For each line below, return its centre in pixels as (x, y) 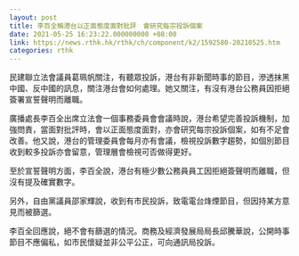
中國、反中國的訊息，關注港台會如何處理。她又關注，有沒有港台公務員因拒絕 (149, 88)
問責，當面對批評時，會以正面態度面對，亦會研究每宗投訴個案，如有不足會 (153, 129)
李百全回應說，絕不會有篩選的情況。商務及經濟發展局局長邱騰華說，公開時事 (149, 231)
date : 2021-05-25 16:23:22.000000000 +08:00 (93, 34)
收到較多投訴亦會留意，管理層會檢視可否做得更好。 (103, 152)
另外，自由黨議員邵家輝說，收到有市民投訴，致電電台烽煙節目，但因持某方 (145, 201)
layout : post (33, 17)
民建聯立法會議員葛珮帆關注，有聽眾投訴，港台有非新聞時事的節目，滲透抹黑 (149, 78)
